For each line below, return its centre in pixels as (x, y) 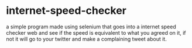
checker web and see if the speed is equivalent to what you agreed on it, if (96, 32)
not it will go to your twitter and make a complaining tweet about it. (86, 39)
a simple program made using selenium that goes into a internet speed (91, 27)
